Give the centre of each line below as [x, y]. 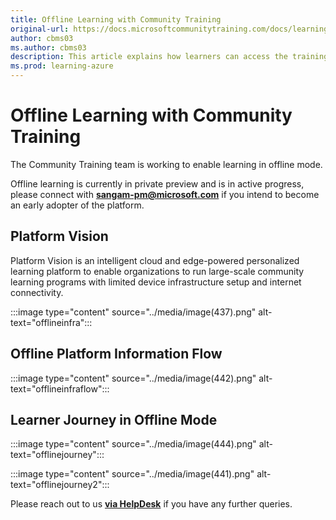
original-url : [40, 29]
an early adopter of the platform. [77, 205]
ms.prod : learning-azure [62, 66]
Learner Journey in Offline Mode [114, 419]
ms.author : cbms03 [48, 47]
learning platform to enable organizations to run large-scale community [157, 271]
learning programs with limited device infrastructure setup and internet [156, 282]
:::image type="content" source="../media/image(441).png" [132, 474]
